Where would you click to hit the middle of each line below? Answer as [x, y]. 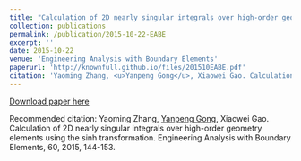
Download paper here [49, 101]
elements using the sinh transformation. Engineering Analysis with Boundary [150, 137]
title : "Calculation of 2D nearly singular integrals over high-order [144, 17]
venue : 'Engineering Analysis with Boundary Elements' [114, 59]
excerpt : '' [31, 42]
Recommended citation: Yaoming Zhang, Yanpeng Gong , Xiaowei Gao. [139, 118]
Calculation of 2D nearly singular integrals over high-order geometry [136, 128]
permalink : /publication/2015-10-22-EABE [88, 34]
